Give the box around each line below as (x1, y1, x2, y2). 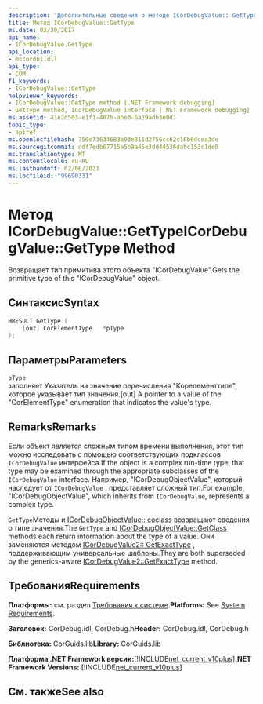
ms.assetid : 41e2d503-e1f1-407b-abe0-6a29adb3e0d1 (8, 114, 177, 122)
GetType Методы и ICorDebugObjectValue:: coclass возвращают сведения (8, 515, 250, 524)
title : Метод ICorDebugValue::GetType (8, 19, 135, 27)
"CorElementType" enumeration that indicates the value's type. (8, 398, 212, 407)
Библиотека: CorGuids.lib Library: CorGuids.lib (8, 639, 161, 648)
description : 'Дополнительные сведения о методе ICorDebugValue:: (8, 11, 229, 20)
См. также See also (8, 685, 104, 699)
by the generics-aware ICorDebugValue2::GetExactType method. (8, 556, 218, 566)
